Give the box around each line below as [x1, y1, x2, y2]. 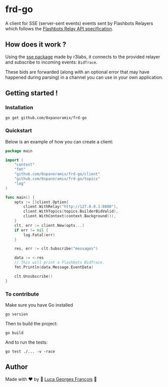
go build [5, 330, 24, 335]
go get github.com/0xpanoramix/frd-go [5, 115, 87, 121]
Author [5, 363, 28, 371]
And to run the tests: [5, 340, 48, 346]
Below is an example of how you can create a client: [5, 138, 114, 144]
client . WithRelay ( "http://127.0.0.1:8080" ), [23, 204, 119, 209]
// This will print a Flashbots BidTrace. [14, 260, 105, 265]
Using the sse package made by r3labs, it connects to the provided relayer [5, 54, 160, 60]
